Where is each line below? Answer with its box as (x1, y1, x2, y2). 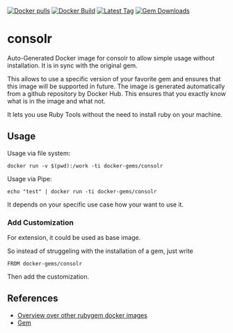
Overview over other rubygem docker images (17, 311, 147, 319)
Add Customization (7, 218, 74, 227)
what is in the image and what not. (7, 97, 106, 105)
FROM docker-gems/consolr (7, 261, 82, 268)
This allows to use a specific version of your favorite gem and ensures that (7, 74, 221, 83)
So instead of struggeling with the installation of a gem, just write (7, 247, 193, 255)
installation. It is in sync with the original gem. (7, 61, 138, 70)
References (7, 293, 58, 304)
